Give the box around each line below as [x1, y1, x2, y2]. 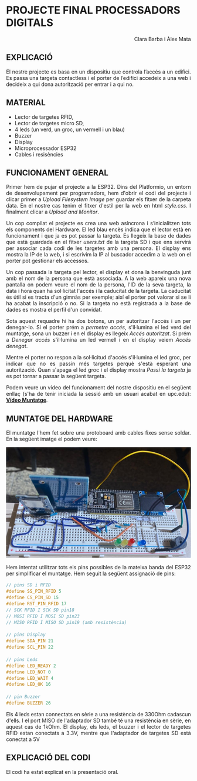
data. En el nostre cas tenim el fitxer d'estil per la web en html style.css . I [6, 202, 191, 209]
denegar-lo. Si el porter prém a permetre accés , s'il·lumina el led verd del [6, 324, 192, 331]
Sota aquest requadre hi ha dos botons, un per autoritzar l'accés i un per [6, 318, 191, 325]
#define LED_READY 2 [6, 663, 57, 669]
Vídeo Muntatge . [6, 396, 48, 403]
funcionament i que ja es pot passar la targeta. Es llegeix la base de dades [6, 232, 191, 239]
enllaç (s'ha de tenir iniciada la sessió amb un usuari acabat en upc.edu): [6, 390, 191, 398]
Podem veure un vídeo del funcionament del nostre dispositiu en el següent [6, 384, 191, 391]
